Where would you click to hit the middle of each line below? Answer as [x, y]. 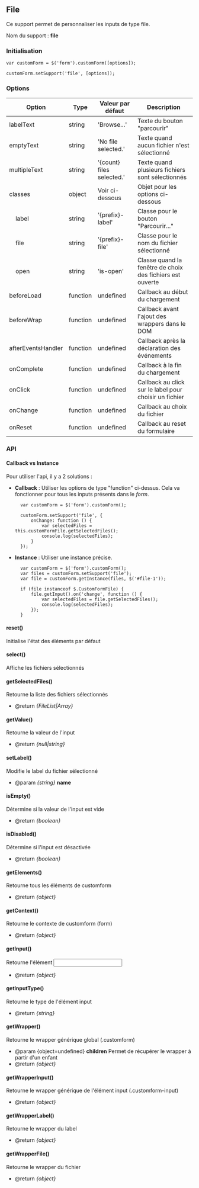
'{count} [109, 162]
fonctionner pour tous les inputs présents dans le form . [82, 494]
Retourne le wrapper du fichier [44, 1167]
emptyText [24, 146]
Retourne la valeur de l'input [41, 733]
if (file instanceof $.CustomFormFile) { [72, 589]
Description [164, 107]
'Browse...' [112, 125]
